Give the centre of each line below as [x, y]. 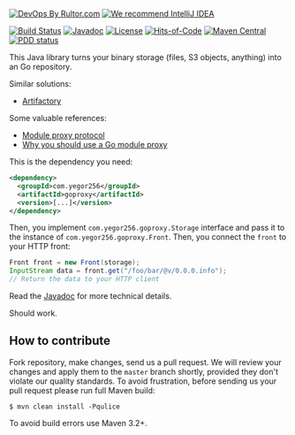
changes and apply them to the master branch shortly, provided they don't [144, 371]
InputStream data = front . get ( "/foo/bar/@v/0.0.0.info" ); [118, 271]
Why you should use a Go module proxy [95, 145]
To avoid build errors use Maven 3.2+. [78, 423]
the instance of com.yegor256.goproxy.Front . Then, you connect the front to [148, 237]
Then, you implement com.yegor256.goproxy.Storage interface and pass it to [147, 228]
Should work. [33, 313]
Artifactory [42, 101]
